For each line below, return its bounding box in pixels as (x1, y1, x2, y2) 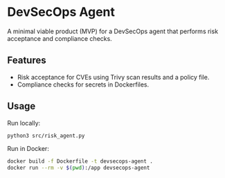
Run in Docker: (7, 145, 50, 153)
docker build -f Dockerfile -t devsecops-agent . (7, 158, 154, 165)
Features (7, 55, 46, 66)
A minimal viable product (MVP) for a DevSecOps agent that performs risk (7, 27, 219, 35)
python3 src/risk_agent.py (7, 132, 85, 139)
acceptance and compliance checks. (7, 34, 112, 42)
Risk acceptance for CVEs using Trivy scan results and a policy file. (17, 73, 210, 81)
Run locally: (7, 118, 41, 127)
